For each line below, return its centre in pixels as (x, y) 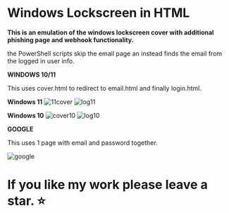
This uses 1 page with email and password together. (82, 143)
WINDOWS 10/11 (32, 75)
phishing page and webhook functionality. (70, 39)
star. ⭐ (26, 201)
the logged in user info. (41, 60)
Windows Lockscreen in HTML (99, 13)
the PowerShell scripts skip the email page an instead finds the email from (115, 53)
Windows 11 (25, 102)
